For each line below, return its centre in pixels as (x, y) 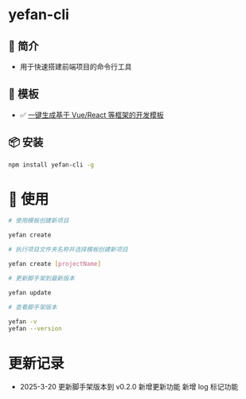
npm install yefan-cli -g (51, 165)
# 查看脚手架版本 (33, 307)
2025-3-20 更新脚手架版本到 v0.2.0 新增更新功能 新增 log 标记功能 (129, 387)
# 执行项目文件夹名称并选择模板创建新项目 (68, 250)
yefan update (30, 292)
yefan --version (35, 329)
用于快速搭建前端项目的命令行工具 (76, 66)
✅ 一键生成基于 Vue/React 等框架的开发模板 (92, 115)
